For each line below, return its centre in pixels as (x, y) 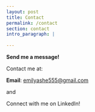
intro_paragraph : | (31, 34)
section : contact (28, 29)
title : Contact (25, 17)
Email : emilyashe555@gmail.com (47, 80)
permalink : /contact (32, 23)
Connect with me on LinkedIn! (43, 104)
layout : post (23, 12)
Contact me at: (25, 69)
